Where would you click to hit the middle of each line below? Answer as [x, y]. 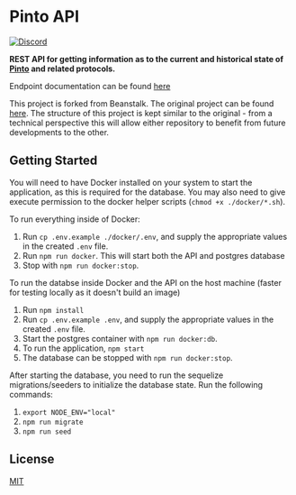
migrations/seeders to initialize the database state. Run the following [136, 384]
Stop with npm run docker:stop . [81, 265]
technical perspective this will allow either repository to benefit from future [148, 123]
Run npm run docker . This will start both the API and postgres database [153, 255]
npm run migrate [53, 422]
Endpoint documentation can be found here [90, 86]
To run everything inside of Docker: [75, 219]
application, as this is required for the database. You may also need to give [148, 192]
